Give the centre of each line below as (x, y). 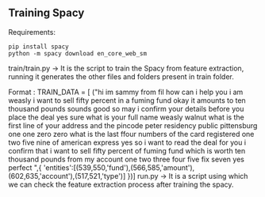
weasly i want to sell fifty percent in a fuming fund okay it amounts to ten (127, 100)
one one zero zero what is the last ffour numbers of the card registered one (131, 134)
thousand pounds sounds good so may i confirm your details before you (126, 108)
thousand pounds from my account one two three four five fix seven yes (126, 159)
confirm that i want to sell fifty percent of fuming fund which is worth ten (127, 150)
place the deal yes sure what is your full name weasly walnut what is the (126, 117)
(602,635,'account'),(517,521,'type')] (67, 176)
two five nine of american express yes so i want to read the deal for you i (127, 142)
